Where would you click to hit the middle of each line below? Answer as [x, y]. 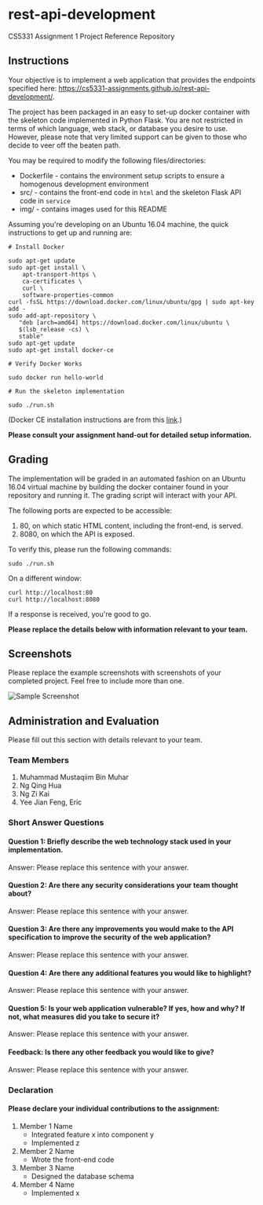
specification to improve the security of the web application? [110, 937]
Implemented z [55, 1143]
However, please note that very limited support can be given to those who [128, 137]
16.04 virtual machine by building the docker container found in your [119, 487]
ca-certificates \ [52, 281]
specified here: [33, 88]
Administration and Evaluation [84, 721]
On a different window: [45, 578]
